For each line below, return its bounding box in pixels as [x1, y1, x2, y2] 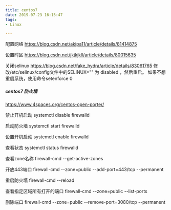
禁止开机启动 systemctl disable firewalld [5, 112, 90, 118]
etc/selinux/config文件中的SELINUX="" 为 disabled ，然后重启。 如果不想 [11, 69, 166, 75]
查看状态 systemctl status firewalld [5, 144, 78, 151]
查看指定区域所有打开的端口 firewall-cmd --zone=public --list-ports [5, 188, 147, 195]
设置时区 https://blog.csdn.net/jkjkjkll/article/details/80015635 [5, 52, 137, 58]
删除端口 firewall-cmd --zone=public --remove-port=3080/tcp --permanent [5, 199, 165, 205]
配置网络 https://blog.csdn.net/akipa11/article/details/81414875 [5, 41, 137, 47]
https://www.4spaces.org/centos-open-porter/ [5, 101, 104, 108]
